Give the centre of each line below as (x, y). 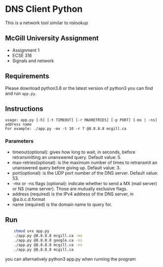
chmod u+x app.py (32, 231)
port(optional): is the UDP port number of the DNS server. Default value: (85, 173)
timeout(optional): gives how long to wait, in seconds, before (74, 152)
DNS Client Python (44, 9)
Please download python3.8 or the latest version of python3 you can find (79, 88)
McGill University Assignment (52, 38)
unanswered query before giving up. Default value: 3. (66, 168)
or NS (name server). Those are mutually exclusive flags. (70, 189)
